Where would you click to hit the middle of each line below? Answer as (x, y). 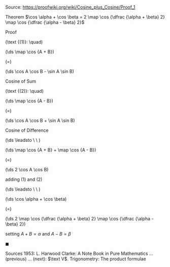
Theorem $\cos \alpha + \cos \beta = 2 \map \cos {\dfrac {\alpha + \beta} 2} (85, 17)
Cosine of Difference (27, 130)
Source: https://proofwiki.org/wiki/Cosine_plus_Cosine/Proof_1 (70, 7)
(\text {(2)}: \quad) (25, 91)
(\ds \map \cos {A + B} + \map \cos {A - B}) (51, 150)
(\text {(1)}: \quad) (24, 42)
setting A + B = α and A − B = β (38, 234)
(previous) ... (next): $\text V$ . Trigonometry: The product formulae (76, 259)
